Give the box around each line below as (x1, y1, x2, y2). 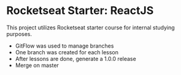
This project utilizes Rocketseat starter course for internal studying (6, 24, 175, 31)
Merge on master (15, 62, 60, 69)
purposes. (6, 30, 33, 37)
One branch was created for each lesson (15, 48, 118, 55)
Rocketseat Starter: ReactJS (6, 4, 154, 18)
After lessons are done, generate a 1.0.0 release (15, 55, 136, 62)
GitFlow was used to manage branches (15, 42, 114, 49)
